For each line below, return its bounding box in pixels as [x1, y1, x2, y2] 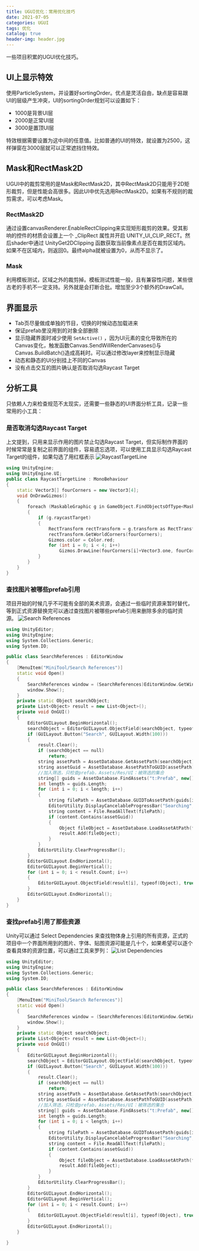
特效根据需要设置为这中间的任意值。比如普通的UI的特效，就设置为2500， [6, 137, 185, 144]
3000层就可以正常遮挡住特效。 [26, 144, 102, 151]
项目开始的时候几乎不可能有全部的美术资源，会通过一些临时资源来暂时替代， [6, 599, 193, 606]
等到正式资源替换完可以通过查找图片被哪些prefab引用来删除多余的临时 [6, 607, 178, 614]
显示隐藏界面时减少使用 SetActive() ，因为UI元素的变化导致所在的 [14, 334, 177, 342]
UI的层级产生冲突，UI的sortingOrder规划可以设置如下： [6, 96, 142, 104]
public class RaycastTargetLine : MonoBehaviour [6, 476, 129, 482]
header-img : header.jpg [6, 36, 65, 42]
